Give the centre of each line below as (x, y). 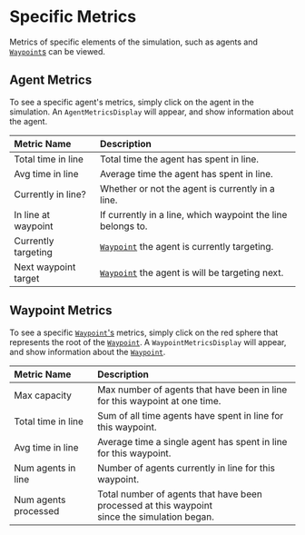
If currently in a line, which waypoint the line (193, 214)
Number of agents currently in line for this (186, 468)
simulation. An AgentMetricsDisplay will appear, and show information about (152, 112)
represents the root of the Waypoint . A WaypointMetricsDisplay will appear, (148, 342)
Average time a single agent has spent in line (192, 441)
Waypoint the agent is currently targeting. (187, 246)
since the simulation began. (156, 517)
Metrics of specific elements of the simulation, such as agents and (134, 42)
